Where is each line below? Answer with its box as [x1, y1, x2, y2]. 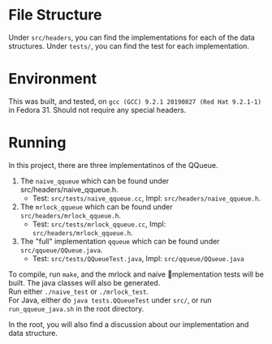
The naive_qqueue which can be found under [19, 176, 170, 186]
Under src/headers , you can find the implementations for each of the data [8, 32, 256, 42]
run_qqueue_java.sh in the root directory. [8, 303, 145, 313]
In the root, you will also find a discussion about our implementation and [8, 319, 249, 329]
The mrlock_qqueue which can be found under [19, 201, 173, 212]
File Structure [8, 6, 102, 24]
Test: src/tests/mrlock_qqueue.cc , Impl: [32, 219, 166, 229]
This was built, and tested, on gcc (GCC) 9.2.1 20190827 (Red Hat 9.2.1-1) [8, 96, 262, 106]
